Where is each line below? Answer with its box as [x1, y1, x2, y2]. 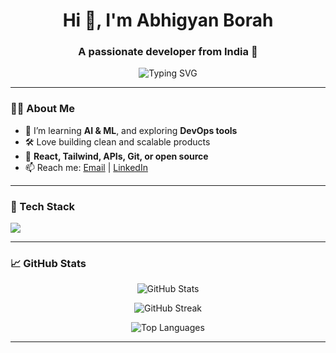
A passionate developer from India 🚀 [78, 45, 258, 59]
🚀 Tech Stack [10, 199, 76, 213]
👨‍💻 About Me [10, 102, 75, 116]
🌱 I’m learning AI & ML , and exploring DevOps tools [24, 124, 238, 136]
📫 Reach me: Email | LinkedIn [24, 161, 148, 173]
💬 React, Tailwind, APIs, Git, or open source [24, 150, 209, 162]
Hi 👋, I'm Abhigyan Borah [62, 9, 274, 32]
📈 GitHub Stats [10, 257, 87, 270]
